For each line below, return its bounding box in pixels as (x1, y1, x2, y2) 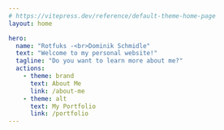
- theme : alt (23, 94, 67, 102)
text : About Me (29, 79, 82, 88)
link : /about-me (29, 87, 85, 95)
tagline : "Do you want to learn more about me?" (15, 57, 183, 65)
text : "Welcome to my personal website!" (15, 50, 158, 58)
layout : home (8, 19, 53, 28)
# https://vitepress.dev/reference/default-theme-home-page (8, 11, 217, 20)
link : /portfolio (29, 110, 89, 118)
